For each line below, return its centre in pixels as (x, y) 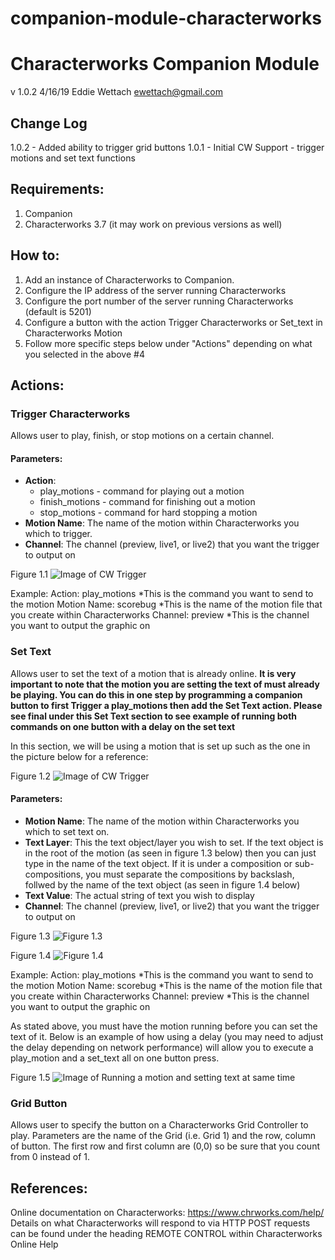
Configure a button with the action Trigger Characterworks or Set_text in (173, 322)
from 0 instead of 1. (50, 1157)
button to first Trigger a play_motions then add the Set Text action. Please (166, 705)
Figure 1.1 (29, 574)
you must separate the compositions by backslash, (190, 874)
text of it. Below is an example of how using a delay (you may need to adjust (167, 1036)
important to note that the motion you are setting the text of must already (165, 684)
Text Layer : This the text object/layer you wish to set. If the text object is (174, 842)
